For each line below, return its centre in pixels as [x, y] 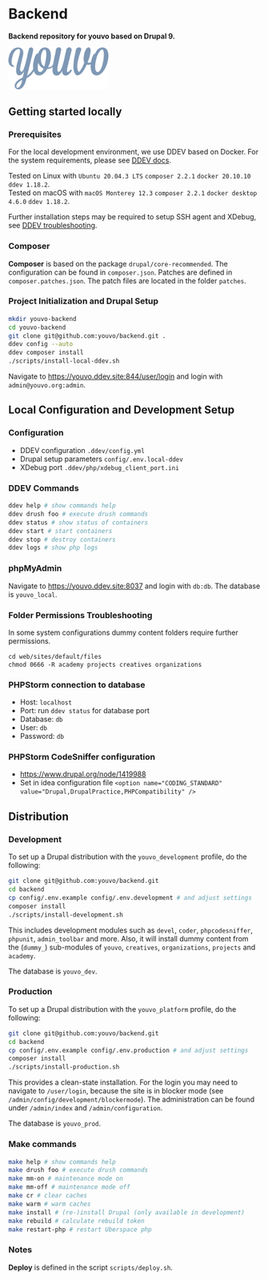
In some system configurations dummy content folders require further [123, 632]
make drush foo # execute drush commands [78, 1170]
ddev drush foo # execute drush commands [78, 514]
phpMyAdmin [35, 568]
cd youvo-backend [37, 327]
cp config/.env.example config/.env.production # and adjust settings [128, 1050]
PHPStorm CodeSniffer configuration [82, 757]
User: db [34, 728]
